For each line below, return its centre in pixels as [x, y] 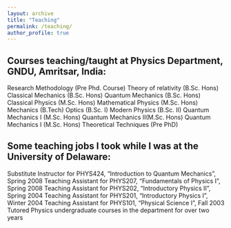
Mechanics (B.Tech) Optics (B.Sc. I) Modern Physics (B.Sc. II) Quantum [108, 110]
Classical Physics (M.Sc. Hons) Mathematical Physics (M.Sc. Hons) [103, 103]
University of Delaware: [59, 157]
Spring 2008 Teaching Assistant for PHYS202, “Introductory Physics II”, [109, 188]
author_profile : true [38, 33]
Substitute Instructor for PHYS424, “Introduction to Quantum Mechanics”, [111, 174]
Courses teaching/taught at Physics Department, [115, 60]
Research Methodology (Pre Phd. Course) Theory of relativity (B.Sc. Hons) [113, 88]
